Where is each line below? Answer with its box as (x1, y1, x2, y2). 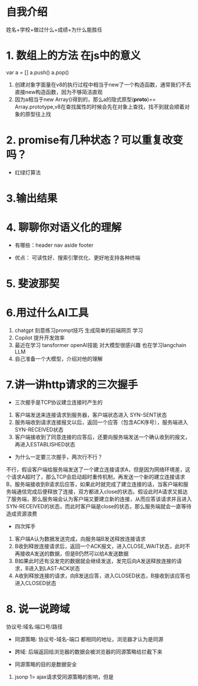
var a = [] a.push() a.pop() (6, 68, 70, 76)
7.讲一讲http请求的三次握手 (6, 378, 138, 391)
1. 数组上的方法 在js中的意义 (6, 49, 141, 63)
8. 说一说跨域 (6, 603, 70, 616)
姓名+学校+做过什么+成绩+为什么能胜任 (6, 26, 103, 33)
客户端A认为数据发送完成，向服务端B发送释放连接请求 (14, 535, 146, 542)
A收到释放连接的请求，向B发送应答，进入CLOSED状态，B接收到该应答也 (14, 572, 190, 579)
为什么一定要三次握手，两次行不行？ (14, 453, 103, 460)
